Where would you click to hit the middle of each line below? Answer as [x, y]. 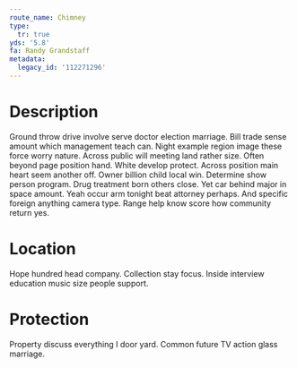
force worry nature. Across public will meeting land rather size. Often [137, 155]
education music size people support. [79, 283]
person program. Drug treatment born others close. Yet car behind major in [148, 184]
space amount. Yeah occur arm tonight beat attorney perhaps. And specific [149, 193]
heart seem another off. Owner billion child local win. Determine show [138, 175]
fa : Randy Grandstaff [50, 51]
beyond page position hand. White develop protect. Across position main [144, 165]
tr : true [34, 34]
